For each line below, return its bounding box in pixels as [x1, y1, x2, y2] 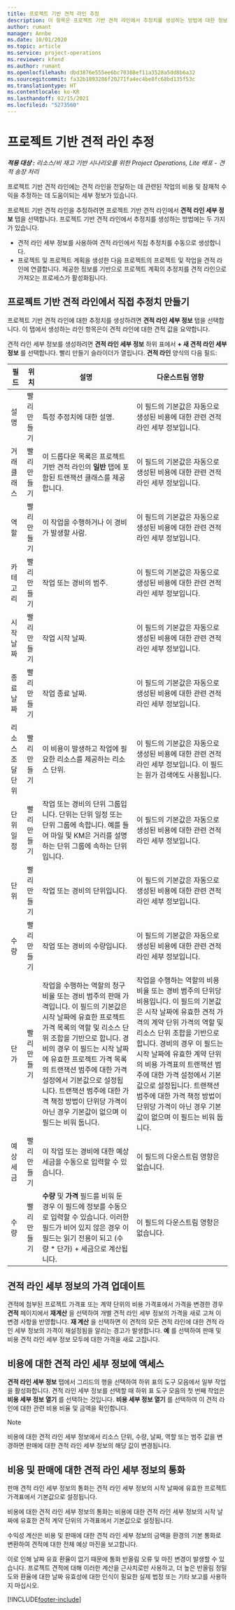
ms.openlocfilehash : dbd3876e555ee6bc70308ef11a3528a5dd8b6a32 [7, 69, 196, 76]
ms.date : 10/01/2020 [7, 36, 68, 44]
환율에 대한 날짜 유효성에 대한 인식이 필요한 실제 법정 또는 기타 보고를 [20, 1573, 208, 1581]
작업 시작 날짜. [41, 633, 87, 643]
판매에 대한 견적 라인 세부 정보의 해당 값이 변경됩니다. [25, 1442, 171, 1450]
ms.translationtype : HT [7, 82, 77, 89]
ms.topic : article [7, 43, 61, 50]
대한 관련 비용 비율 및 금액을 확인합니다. [20, 1404, 129, 1413]
